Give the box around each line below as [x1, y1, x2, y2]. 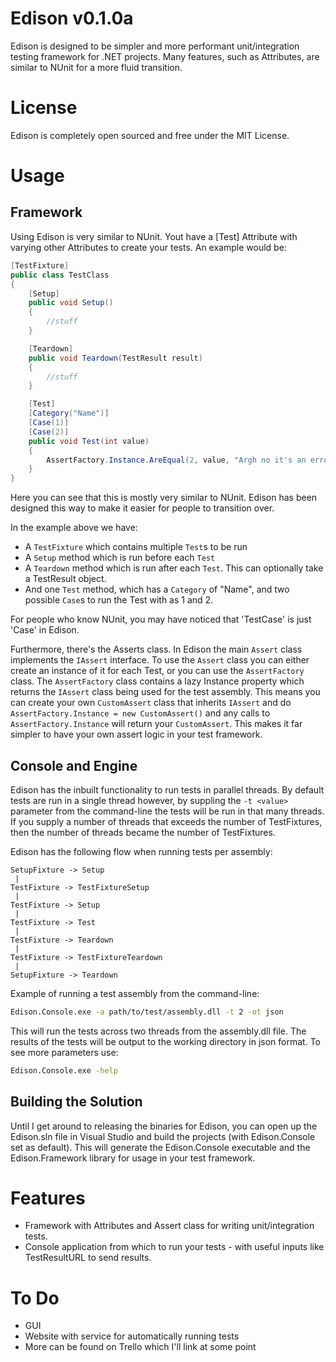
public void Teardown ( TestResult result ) [28, 353, 203, 363]
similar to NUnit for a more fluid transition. [10, 61, 183, 73]
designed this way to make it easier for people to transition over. [10, 502, 275, 514]
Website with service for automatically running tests [24, 1330, 240, 1342]
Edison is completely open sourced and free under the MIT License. [10, 129, 290, 141]
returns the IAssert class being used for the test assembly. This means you [10, 686, 321, 698]
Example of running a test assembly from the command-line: [10, 987, 260, 999]
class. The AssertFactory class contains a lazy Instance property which [10, 675, 305, 687]
